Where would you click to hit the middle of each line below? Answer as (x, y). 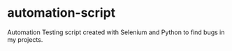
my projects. (25, 39)
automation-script (61, 13)
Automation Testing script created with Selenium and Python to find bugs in (116, 32)
